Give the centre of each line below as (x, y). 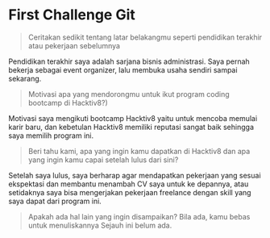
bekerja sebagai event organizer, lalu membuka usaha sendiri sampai (123, 69)
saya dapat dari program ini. (55, 201)
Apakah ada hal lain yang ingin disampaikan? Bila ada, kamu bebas (139, 216)
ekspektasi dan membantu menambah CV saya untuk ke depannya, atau (129, 184)
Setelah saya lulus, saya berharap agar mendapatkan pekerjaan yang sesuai (135, 175)
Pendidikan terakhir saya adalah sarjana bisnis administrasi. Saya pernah (129, 61)
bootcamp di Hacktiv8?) (68, 102)
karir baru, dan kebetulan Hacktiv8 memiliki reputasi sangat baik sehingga (131, 127)
